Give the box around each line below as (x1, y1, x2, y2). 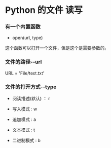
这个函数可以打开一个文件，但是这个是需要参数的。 (5, 45, 109, 51)
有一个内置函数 (5, 23, 41, 30)
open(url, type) (12, 35, 43, 41)
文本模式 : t (12, 127, 36, 133)
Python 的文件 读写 (5, 4, 83, 16)
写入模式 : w (12, 106, 37, 112)
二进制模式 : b (12, 138, 41, 144)
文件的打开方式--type (5, 83, 57, 90)
